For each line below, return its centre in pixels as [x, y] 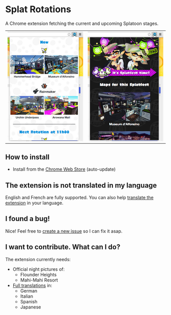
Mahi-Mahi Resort [39, 280]
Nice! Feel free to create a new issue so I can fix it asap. [64, 231]
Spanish [29, 301]
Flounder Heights [38, 274]
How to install [27, 157]
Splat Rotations [38, 9]
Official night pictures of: [39, 269]
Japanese [31, 307]
